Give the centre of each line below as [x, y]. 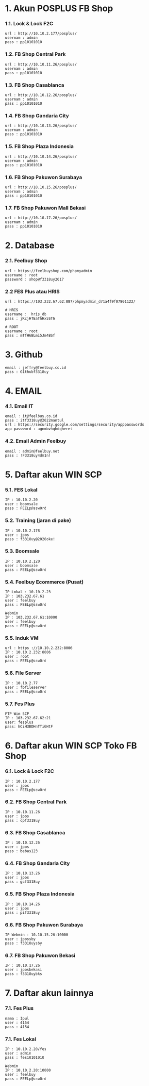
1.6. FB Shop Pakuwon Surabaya [44, 177]
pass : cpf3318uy [23, 820]
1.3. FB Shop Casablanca [35, 85]
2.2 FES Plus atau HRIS [32, 292]
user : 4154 [17, 1022]
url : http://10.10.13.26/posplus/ [41, 126]
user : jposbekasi [24, 970]
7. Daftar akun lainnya [49, 993]
